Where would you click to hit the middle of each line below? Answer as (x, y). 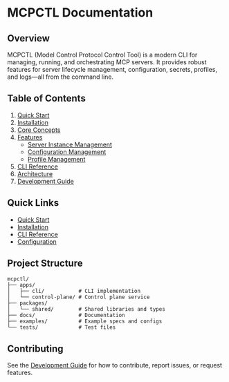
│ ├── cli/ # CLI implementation (74, 292)
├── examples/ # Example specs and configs (85, 322)
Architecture (35, 173)
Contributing (35, 348)
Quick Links (33, 203)
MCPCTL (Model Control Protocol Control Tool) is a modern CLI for (102, 55)
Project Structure (45, 264)
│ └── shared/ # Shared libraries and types (86, 309)
